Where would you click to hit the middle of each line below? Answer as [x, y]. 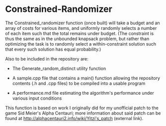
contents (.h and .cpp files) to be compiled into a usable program [79, 83]
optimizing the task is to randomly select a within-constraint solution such [81, 44]
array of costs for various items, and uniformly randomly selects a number [81, 28]
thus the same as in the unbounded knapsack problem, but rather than [77, 39]
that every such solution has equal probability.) [53, 49]
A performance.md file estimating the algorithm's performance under [83, 93]
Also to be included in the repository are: [47, 59]
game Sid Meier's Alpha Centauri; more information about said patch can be [83, 113]
